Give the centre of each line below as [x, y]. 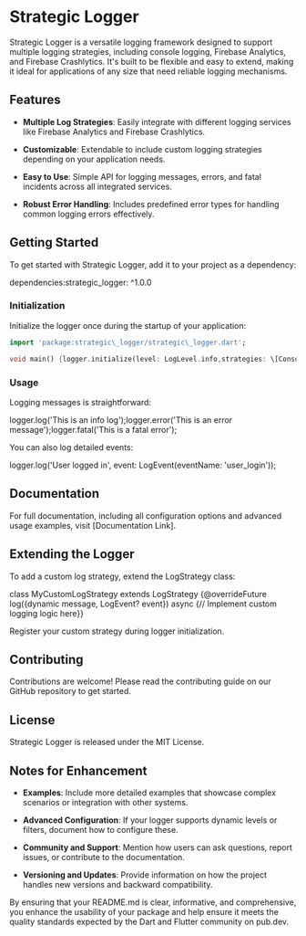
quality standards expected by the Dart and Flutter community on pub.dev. [149, 921]
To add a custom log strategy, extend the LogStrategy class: [122, 576]
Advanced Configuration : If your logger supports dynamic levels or [150, 820]
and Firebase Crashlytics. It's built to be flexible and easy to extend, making [152, 61]
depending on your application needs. [94, 159]
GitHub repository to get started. [71, 691]
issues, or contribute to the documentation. [103, 857]
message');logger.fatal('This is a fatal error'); [93, 429]
